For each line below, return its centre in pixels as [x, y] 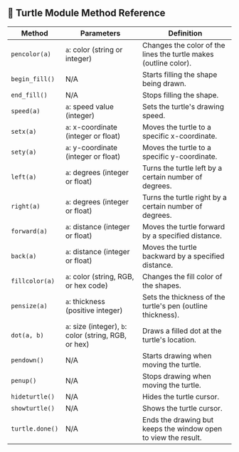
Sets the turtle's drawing [183, 106]
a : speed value [89, 106]
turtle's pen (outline [175, 305]
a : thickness [85, 301]
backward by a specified [183, 256]
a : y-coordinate [91, 147]
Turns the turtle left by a [182, 168]
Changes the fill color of [182, 276]
